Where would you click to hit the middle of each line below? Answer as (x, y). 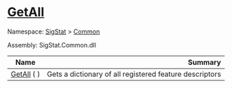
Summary (205, 62)
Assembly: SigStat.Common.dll (52, 45)
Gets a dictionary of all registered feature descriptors (134, 74)
